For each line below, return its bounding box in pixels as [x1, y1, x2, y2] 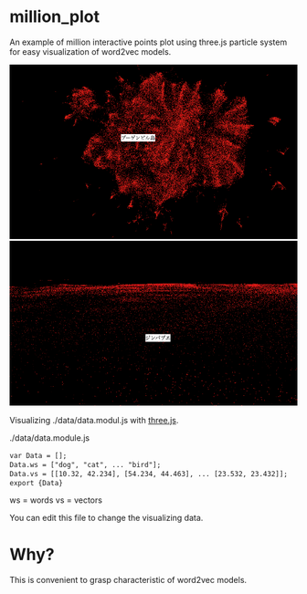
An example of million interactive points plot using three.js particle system [9, 36, 288, 47]
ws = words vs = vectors [9, 495, 103, 505]
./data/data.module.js [9, 432, 90, 443]
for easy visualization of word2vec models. [9, 46, 172, 57]
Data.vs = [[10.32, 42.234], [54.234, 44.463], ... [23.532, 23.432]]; [9, 469, 288, 478]
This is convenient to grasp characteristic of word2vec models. [9, 574, 248, 585]
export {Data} [9, 478, 64, 487]
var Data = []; [9, 451, 68, 460]
